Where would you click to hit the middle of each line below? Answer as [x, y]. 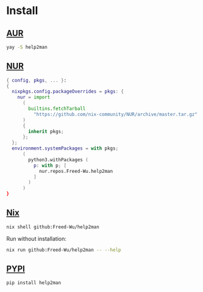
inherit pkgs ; [46, 131]
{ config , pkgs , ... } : [37, 80]
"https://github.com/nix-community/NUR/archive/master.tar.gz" [116, 114]
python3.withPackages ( [58, 159]
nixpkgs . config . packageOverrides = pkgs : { [68, 92]
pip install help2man [34, 283]
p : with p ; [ [50, 166]
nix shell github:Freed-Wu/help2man [53, 227]
